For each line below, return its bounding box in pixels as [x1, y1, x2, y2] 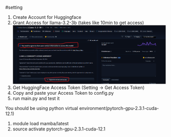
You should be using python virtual [5, 105, 78, 111]
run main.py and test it [12, 95, 60, 101]
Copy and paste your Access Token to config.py [12, 90, 114, 96]
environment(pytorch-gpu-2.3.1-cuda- [79, 105, 159, 111]
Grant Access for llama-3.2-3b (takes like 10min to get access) [12, 20, 144, 25]
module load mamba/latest [12, 120, 69, 126]
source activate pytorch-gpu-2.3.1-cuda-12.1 [12, 126, 106, 132]
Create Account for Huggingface [12, 14, 81, 20]
